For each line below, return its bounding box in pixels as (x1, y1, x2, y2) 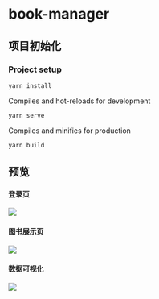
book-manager (8, 5, 110, 23)
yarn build (8, 141, 45, 149)
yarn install (8, 81, 52, 89)
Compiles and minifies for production (8, 126, 131, 135)
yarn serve (8, 111, 45, 119)
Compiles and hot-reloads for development (8, 96, 151, 106)
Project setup (8, 64, 62, 75)
